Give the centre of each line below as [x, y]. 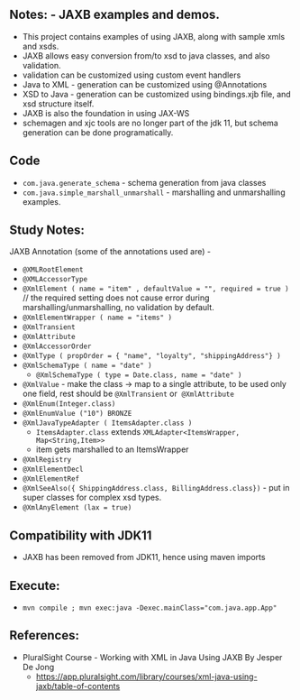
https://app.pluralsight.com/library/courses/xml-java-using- [147, 677]
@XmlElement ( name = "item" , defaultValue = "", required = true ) [156, 289]
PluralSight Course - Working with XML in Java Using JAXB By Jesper [152, 657]
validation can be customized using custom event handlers [132, 75]
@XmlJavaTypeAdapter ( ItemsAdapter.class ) [107, 423]
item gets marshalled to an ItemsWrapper [112, 449]
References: [44, 636]
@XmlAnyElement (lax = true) [77, 508]
